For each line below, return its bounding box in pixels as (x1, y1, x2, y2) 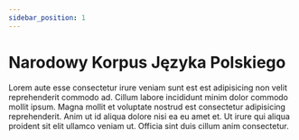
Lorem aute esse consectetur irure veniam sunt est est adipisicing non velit (8, 82, 288, 93)
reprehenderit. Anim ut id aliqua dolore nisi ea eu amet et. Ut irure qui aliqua (8, 110, 291, 122)
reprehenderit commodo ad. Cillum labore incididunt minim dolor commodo (8, 91, 289, 102)
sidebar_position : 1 (8, 13, 87, 23)
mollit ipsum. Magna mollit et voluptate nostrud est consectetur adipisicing (8, 101, 286, 112)
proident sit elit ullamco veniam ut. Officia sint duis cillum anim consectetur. (8, 120, 290, 131)
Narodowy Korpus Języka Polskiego (8, 51, 286, 72)
